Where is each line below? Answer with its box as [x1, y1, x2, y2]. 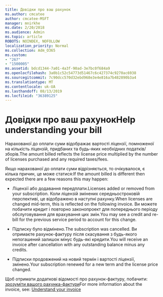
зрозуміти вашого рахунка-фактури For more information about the [5, 281, 143, 287]
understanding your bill [5, 125, 102, 136]
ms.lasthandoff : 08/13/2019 [5, 89, 62, 94]
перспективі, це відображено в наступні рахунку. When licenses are [12, 196, 153, 202]
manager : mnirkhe [5, 20, 41, 26]
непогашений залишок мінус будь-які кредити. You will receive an [12, 237, 148, 242]
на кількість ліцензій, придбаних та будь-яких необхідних [5, 146, 125, 152]
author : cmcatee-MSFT [5, 16, 49, 21]
